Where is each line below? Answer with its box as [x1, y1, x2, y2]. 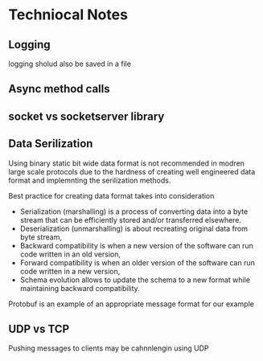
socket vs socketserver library [8, 109, 165, 123]
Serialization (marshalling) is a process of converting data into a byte [19, 207, 249, 216]
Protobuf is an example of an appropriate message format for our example [8, 299, 255, 309]
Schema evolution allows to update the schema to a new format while [19, 275, 251, 285]
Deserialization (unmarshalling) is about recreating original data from [19, 224, 248, 233]
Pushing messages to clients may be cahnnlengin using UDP [8, 343, 209, 353]
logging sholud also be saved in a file [8, 59, 131, 68]
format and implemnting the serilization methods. [8, 175, 171, 185]
